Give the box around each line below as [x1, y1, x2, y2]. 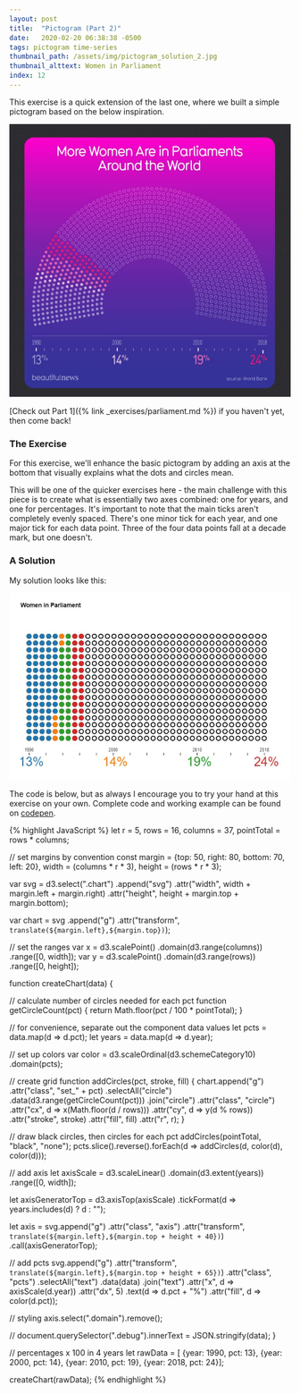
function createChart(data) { [9, 977, 113, 988]
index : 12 [9, 72, 46, 80]
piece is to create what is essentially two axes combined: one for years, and [9, 494, 288, 505]
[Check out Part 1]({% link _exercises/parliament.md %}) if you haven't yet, [9, 406, 286, 417]
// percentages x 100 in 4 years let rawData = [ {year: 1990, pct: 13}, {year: [9, 1347, 283, 1358]
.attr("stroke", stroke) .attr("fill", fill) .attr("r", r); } [9, 1113, 185, 1124]
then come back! [9, 416, 71, 427]
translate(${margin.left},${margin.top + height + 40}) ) [9, 1230, 225, 1241]
